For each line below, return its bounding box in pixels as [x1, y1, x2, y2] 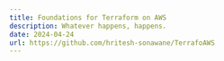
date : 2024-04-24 [9, 30, 75, 39]
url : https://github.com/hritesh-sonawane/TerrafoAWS [9, 38, 216, 48]
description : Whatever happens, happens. [9, 22, 167, 30]
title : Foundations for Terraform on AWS [9, 13, 167, 22]
